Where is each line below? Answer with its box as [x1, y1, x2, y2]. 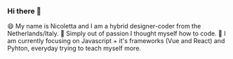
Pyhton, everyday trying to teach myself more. [7, 44, 142, 53]
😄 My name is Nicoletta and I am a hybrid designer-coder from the [7, 22, 201, 31]
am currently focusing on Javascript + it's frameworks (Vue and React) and [7, 37, 225, 45]
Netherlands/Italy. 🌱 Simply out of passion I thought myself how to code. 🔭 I [7, 29, 226, 37]
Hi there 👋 [7, 6, 42, 16]
